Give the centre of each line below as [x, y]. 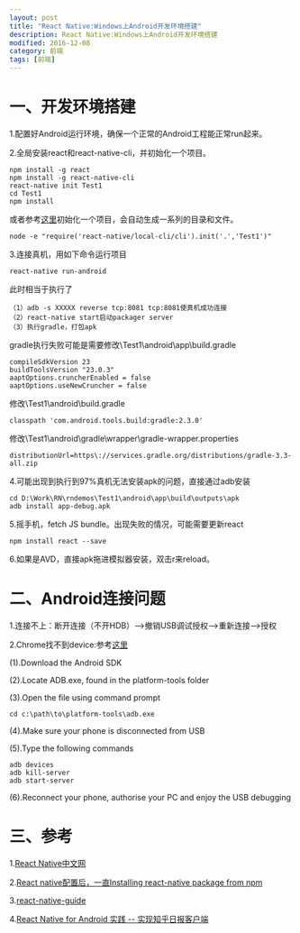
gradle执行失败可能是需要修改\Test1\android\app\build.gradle [123, 344]
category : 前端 [36, 51]
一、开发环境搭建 [73, 107]
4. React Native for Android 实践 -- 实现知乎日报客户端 [109, 919]
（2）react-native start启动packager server [91, 317]
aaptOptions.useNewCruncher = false [78, 385]
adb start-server [42, 781]
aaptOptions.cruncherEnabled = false [80, 378]
